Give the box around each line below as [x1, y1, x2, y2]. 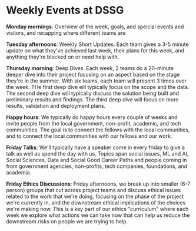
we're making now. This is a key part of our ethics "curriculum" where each [6, 205, 189, 212]
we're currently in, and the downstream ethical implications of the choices [6, 199, 186, 206]
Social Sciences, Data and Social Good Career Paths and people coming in [6, 156, 187, 163]
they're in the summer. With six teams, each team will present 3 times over [6, 77, 187, 84]
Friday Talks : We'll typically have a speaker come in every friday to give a [6, 144, 185, 151]
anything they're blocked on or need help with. [6, 53, 119, 60]
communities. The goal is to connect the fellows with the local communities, [6, 126, 190, 133]
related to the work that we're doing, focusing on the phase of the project [6, 193, 184, 200]
